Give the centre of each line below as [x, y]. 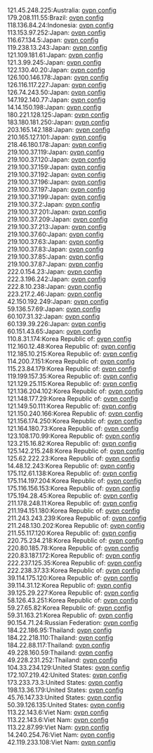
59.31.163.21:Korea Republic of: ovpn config [70, 615]
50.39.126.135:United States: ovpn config [66, 705]
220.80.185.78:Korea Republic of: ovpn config [73, 548]
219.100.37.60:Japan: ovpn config [55, 234]
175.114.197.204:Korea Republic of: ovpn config [74, 481]
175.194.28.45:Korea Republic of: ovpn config [73, 496]
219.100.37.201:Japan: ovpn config [57, 212]
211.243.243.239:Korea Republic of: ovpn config [77, 518]
